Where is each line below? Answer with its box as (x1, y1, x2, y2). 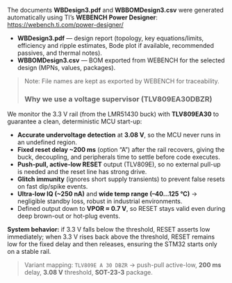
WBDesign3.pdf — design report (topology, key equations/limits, (17, 34, 204, 42)
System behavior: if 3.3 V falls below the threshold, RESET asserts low (7, 225, 210, 234)
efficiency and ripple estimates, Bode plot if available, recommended (17, 42, 214, 49)
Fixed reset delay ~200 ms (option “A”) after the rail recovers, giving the (17, 146, 225, 154)
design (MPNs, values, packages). (17, 64, 116, 71)
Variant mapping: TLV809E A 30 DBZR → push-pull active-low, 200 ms (24, 261, 222, 269)
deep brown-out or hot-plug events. (17, 212, 120, 221)
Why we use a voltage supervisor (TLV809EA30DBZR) (24, 94, 213, 103)
